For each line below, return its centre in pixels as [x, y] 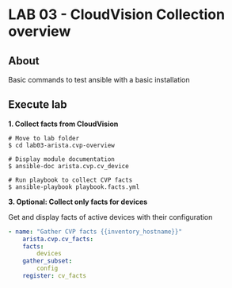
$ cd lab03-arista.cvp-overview [61, 145]
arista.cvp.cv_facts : [58, 239]
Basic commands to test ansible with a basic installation [99, 80]
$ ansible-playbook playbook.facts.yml [74, 187]
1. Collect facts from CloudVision [63, 124]
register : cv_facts [55, 276]
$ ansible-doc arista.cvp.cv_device [68, 166]
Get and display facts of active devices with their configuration [110, 217]
